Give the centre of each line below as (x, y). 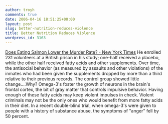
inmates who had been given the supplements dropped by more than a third (83, 73)
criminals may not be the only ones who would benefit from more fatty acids (84, 100)
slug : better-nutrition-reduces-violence (49, 29)
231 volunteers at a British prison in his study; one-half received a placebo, (82, 57)
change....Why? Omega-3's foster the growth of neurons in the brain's (78, 84)
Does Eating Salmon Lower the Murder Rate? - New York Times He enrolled (83, 52)
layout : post (19, 24)
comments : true (21, 15)
